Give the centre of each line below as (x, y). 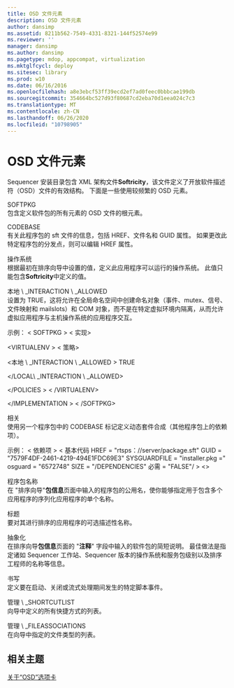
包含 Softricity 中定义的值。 (52, 277)
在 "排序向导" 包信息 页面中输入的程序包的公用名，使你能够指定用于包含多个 (115, 490)
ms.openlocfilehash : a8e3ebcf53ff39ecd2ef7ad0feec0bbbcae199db (101, 92)
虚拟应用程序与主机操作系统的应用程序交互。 (72, 318)
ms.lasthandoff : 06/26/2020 (48, 118)
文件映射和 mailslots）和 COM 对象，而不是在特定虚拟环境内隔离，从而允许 (116, 309)
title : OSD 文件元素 (35, 14)
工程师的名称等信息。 (38, 564)
